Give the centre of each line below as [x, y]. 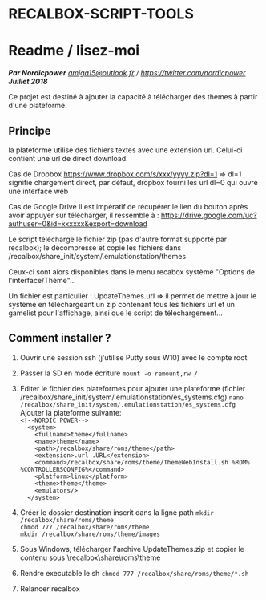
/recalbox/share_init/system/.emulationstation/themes [97, 256]
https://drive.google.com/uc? [209, 215]
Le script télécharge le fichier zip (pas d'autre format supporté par [118, 239]
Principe [30, 130]
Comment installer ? [60, 338]
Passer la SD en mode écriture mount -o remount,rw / [109, 373]
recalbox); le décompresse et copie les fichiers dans [95, 247]
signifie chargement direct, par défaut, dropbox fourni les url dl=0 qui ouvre [133, 182]
